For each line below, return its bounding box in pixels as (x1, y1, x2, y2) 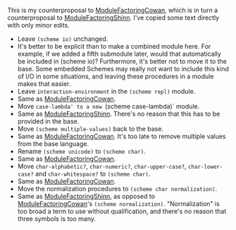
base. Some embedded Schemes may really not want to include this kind (17, 65, 229, 73)
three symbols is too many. (17, 214, 97, 223)
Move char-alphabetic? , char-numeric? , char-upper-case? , (17, 162, 187, 170)
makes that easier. (17, 80, 71, 87)
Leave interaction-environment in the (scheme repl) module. (17, 87, 196, 95)
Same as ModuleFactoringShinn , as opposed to (17, 192, 156, 200)
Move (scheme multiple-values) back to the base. (17, 125, 164, 133)
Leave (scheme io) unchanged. (17, 35, 108, 43)
